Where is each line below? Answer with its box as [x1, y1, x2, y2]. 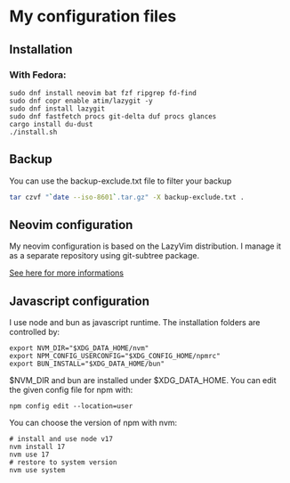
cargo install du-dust [9, 119, 93, 128]
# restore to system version [9, 458, 117, 467]
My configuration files [9, 6, 177, 27]
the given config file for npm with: [9, 385, 133, 396]
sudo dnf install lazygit [9, 104, 105, 113]
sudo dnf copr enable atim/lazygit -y [9, 96, 153, 105]
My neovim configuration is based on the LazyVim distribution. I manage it [9, 241, 282, 251]
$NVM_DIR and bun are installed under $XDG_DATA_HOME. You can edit [9, 375, 278, 386]
